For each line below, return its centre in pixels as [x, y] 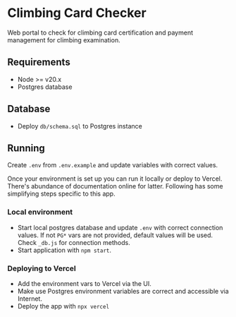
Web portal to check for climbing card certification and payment [100, 32]
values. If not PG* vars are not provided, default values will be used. [115, 235]
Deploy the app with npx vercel [63, 306]
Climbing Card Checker [77, 13]
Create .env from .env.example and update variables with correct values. [113, 165]
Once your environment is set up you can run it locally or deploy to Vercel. [115, 179]
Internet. [30, 299]
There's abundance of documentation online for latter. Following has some [115, 186]
